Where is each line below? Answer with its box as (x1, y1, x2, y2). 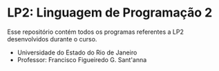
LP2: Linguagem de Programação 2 (7, 5, 213, 21)
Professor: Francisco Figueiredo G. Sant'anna (17, 55, 147, 63)
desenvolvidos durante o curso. (7, 34, 97, 43)
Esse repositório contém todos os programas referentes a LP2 (7, 28, 184, 36)
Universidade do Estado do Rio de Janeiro (17, 48, 137, 57)
